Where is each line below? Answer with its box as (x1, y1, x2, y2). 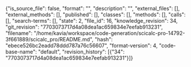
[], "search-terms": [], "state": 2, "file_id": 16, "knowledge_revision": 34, (5, 17, 178, 24)
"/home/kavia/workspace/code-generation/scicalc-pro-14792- (33, 30, 185, 37)
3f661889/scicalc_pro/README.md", (5, 36, 94, 43)
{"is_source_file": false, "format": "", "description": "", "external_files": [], (5, 5, 180, 12)
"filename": (5, 30, 33, 37)
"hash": (95, 36, 113, 43)
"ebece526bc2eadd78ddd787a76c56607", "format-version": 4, (5, 42, 158, 49)
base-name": (5, 48, 37, 55)
